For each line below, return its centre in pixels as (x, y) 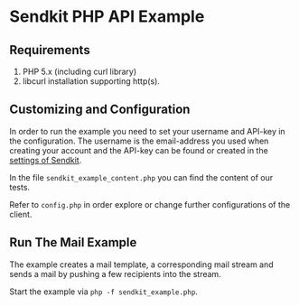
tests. (19, 187)
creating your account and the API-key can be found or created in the (139, 150)
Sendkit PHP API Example (107, 17)
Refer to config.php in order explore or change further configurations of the (150, 204)
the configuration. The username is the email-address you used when (139, 141)
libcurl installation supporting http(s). (91, 81)
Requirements (50, 50)
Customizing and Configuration (100, 110)
